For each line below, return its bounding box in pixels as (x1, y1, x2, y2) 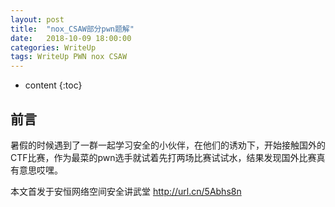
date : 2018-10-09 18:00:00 (10, 33, 132, 43)
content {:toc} (24, 79, 83, 91)
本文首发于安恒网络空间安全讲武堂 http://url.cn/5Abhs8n (10, 185, 242, 197)
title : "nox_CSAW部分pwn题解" (10, 24, 135, 34)
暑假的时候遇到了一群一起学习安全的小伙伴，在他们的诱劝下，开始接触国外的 (10, 139, 326, 151)
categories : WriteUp (10, 42, 97, 53)
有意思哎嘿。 (10, 164, 63, 176)
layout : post (10, 14, 65, 25)
